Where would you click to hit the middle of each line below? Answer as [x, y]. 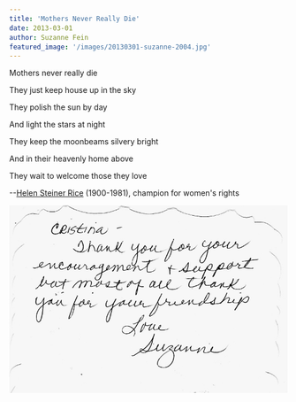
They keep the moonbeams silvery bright [84, 142]
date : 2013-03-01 [41, 28]
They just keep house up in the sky [73, 90]
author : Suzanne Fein [49, 37]
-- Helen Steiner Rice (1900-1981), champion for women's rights [125, 193]
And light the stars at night [57, 125]
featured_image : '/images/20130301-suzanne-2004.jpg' [110, 47]
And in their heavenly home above [72, 158]
